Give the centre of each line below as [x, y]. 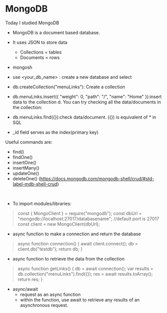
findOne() [22, 157]
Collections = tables [41, 52]
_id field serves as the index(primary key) [55, 132]
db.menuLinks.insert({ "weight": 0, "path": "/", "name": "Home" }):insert [87, 96]
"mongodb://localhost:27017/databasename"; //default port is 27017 [88, 219]
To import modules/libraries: [42, 203]
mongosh [22, 67]
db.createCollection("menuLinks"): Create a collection [69, 87]
